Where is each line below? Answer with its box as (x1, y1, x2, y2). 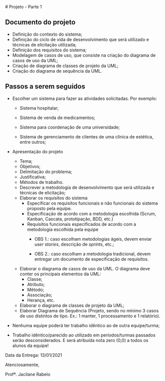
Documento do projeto (5, 18, 76, 27)
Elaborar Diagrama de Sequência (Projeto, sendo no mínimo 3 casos (19, 307, 159, 313)
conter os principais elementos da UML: (19, 271, 101, 277)
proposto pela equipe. (27, 205, 72, 211)
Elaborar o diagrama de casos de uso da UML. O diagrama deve (19, 265, 150, 271)
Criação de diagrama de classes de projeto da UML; (12, 63, 119, 69)
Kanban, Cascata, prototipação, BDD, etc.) (27, 216, 114, 222)
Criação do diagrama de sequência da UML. (12, 68, 102, 74)
